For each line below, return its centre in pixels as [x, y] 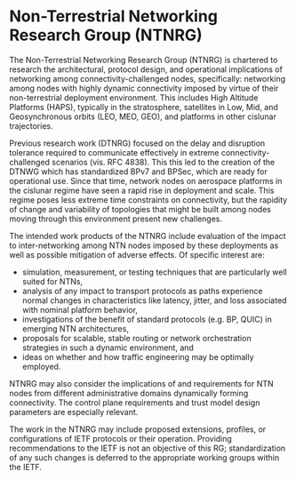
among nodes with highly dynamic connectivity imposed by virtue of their [144, 88]
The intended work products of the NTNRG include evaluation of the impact [148, 236]
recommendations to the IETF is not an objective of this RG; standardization [148, 448]
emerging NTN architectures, [75, 328]
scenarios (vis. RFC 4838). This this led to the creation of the [164, 162]
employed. [41, 366]
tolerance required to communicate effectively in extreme [114, 152]
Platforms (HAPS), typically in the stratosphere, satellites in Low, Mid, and [144, 107]
